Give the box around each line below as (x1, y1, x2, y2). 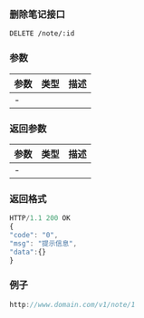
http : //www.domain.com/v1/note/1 (9, 300, 136, 309)
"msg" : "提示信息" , (9, 238, 78, 248)
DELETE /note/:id (9, 29, 75, 38)
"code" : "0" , (9, 230, 59, 239)
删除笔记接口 (9, 7, 66, 20)
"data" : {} (9, 247, 47, 256)
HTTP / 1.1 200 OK (9, 214, 71, 223)
